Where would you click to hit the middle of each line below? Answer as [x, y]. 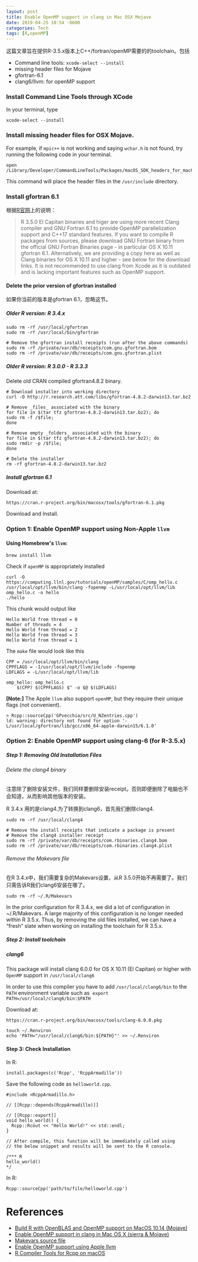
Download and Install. [32, 514]
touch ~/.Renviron [29, 1031]
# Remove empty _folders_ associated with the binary [74, 433]
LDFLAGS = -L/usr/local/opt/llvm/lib [52, 673]
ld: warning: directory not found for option [63, 721]
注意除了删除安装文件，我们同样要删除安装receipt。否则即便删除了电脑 [92, 789]
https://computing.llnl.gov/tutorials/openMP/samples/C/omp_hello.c [92, 582]
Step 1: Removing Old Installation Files [54, 754]
